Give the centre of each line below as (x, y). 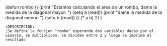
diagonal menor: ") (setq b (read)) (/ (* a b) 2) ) (54, 18)
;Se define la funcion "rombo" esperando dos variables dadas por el (80, 31)
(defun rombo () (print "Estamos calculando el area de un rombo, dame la (81, 7)
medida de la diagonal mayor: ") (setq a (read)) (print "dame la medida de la (84, 12)
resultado (16, 40)
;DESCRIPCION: (20, 27)
